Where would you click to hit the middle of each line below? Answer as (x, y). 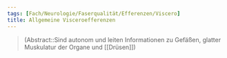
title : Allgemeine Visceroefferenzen (61, 20)
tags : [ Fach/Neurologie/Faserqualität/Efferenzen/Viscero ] (94, 13)
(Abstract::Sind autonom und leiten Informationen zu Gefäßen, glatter (122, 39)
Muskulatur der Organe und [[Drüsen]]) (80, 47)
